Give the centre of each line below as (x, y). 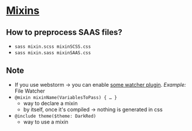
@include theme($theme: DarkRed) (55, 116)
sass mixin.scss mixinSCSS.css (53, 47)
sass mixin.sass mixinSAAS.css (53, 53)
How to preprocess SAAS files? (64, 32)
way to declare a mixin (50, 103)
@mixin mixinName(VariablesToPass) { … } (66, 97)
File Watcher (30, 91)
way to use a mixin (46, 122)
